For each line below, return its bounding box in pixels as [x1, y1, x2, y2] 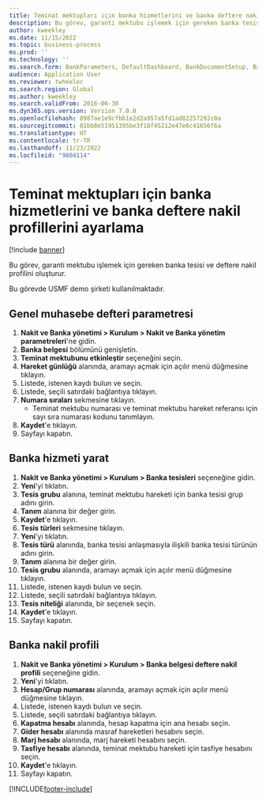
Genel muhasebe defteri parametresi [9, 307, 194, 320]
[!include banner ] [9, 245, 66, 255]
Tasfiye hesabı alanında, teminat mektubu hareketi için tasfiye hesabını [20, 743, 253, 753]
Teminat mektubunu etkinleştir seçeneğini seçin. [20, 353, 183, 362]
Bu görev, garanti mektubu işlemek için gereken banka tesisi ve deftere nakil [9, 260, 257, 270]
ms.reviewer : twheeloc [9, 77, 84, 85]
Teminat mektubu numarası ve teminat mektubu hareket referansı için [32, 404, 258, 413]
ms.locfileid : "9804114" [9, 151, 91, 159]
